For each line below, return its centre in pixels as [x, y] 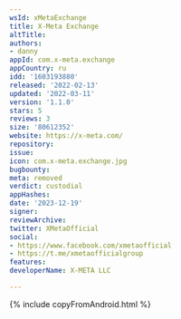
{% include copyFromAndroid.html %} [80, 304]
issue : [22, 152]
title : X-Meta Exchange [54, 26]
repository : [32, 144]
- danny [24, 52]
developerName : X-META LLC [60, 271]
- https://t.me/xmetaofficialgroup [76, 254]
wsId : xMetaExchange [48, 18]
